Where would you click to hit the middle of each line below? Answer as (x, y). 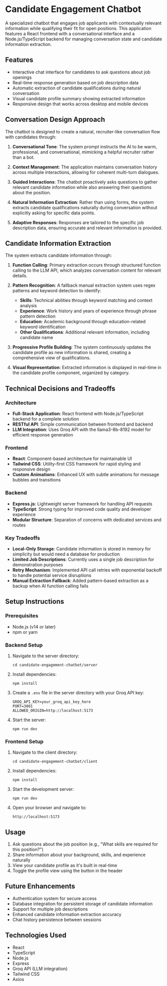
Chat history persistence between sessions (57, 920)
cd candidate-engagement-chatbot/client (55, 762)
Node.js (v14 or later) (34, 627)
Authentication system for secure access (55, 898)
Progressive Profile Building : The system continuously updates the (82, 347)
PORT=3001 (23, 706)
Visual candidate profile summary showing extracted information (79, 98)
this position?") (28, 850)
